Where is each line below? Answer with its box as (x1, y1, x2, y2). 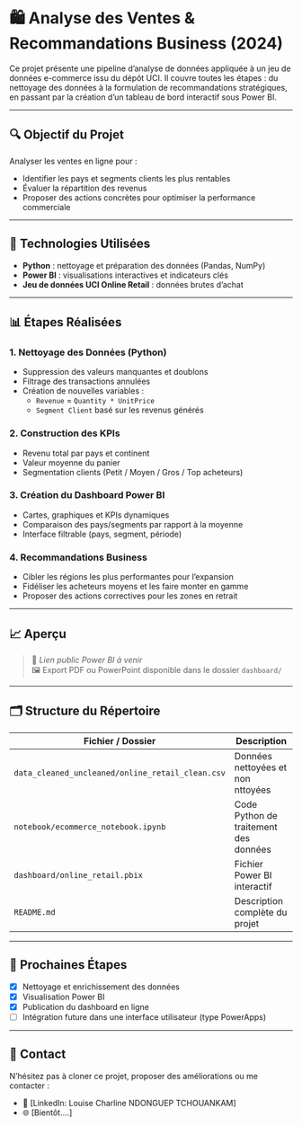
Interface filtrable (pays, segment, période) (22, 528, 182, 539)
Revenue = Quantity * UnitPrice (35, 395, 155, 406)
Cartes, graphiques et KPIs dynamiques (22, 510, 170, 520)
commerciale (22, 201, 71, 212)
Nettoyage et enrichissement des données (22, 981, 181, 992)
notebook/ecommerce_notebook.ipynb (13, 821, 166, 832)
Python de (234, 809, 279, 821)
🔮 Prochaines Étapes (9, 957, 128, 972)
